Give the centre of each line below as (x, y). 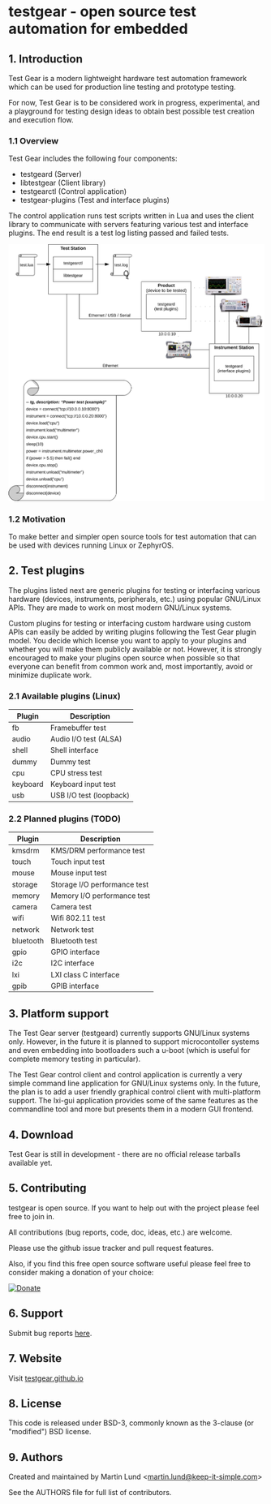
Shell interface (74, 750)
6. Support (36, 1314)
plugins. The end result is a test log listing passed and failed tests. (119, 233)
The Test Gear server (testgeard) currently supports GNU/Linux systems (129, 1033)
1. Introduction (45, 59)
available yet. (30, 1163)
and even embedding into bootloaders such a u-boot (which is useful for (129, 1051)
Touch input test (78, 862)
